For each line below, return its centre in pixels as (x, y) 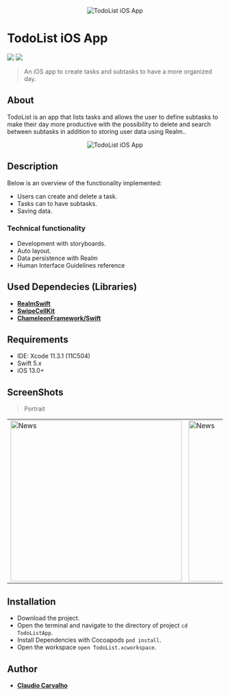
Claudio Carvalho (42, 685)
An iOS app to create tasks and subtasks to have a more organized (118, 71)
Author (22, 669)
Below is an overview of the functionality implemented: (85, 183)
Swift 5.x (29, 363)
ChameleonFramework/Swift (59, 318)
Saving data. (35, 211)
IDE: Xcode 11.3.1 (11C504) (54, 356)
